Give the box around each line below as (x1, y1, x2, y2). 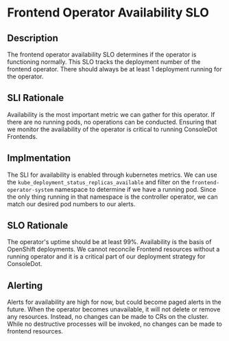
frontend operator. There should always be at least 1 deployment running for (7, 65, 222, 73)
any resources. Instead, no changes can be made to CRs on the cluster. (7, 313, 209, 321)
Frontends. (7, 132, 38, 140)
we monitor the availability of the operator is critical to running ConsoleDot (7, 125, 217, 133)
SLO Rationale (7, 220, 69, 232)
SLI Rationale (7, 92, 64, 104)
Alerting (7, 280, 43, 291)
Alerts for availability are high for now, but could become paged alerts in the (7, 298, 221, 307)
